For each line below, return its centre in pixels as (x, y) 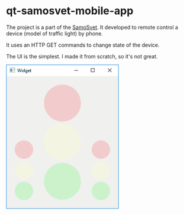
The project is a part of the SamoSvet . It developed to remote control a (92, 27)
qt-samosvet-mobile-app (70, 11)
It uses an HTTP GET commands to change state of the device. (83, 45)
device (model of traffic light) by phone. (55, 33)
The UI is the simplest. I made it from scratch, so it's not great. (82, 56)
